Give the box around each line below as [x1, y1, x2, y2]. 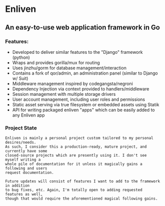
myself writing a [5, 157, 41, 163]
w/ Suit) [12, 75, 29, 81]
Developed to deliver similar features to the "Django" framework [12, 49, 143, 55]
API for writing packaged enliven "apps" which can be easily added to [12, 107, 155, 113]
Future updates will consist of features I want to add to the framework [5, 179, 161, 184]
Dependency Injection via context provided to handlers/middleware [12, 85, 150, 92]
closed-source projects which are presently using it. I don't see [5, 153, 147, 158]
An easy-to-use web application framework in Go [5, 23, 160, 32]
